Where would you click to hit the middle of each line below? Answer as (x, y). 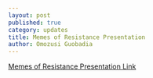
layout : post (29, 15)
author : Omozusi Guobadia (50, 44)
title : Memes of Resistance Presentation (77, 37)
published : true (35, 23)
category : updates (38, 30)
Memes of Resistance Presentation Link (72, 66)
